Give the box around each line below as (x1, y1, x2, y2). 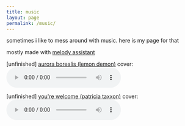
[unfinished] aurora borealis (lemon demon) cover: (6, 60, 133, 68)
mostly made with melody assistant (6, 49, 95, 56)
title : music (6, 9, 40, 15)
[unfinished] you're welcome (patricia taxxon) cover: (6, 93, 139, 100)
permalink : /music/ (6, 20, 56, 26)
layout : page (6, 15, 40, 21)
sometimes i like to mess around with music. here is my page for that (6, 37, 179, 44)
